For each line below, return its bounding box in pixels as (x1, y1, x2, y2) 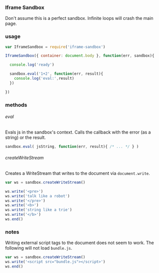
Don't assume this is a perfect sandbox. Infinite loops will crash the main (5, 15, 154, 21)
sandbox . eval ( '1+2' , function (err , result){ (9, 71, 103, 76)
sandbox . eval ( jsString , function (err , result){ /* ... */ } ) (5, 144, 139, 149)
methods (5, 101, 27, 108)
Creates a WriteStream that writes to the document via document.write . (5, 170, 150, 176)
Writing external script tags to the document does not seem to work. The (5, 240, 154, 246)
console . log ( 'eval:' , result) (14, 76, 75, 81)
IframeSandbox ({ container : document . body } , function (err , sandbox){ (5, 53, 155, 58)
